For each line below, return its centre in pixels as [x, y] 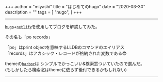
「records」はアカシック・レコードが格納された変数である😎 [66, 53]
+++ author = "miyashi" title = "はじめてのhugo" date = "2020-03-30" [75, 7]
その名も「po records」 [29, 37]
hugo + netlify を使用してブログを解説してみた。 [52, 27]
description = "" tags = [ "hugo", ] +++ [43, 12]
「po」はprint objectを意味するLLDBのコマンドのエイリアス [65, 47]
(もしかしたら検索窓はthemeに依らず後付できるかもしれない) [66, 70]
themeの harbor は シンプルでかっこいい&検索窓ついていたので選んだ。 [75, 64]
